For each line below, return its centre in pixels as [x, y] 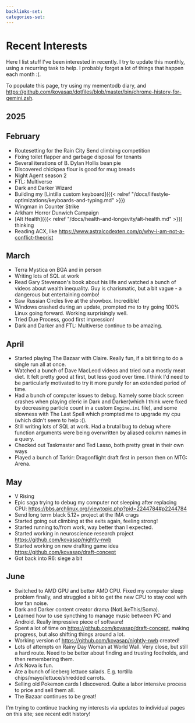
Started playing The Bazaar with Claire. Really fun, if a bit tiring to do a [99, 358]
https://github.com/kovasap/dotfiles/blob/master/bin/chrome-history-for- [94, 92]
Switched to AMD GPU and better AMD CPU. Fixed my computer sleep [99, 590]
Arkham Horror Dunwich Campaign [56, 212]
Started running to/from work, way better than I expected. [84, 527]
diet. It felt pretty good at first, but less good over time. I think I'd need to [102, 377]
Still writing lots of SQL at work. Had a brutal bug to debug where [93, 427]
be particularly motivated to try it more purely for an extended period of [100, 383]
